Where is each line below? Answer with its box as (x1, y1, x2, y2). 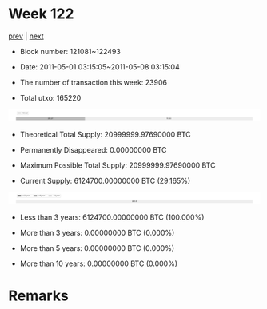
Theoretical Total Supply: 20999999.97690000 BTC (19, 129, 192, 140)
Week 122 (8, 5, 74, 23)
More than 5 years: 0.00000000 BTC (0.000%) (19, 244, 175, 253)
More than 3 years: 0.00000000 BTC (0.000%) (19, 228, 175, 238)
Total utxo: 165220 (19, 93, 82, 102)
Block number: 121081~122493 (19, 46, 122, 56)
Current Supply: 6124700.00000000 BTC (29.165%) (19, 176, 190, 186)
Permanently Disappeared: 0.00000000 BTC (19, 145, 167, 155)
